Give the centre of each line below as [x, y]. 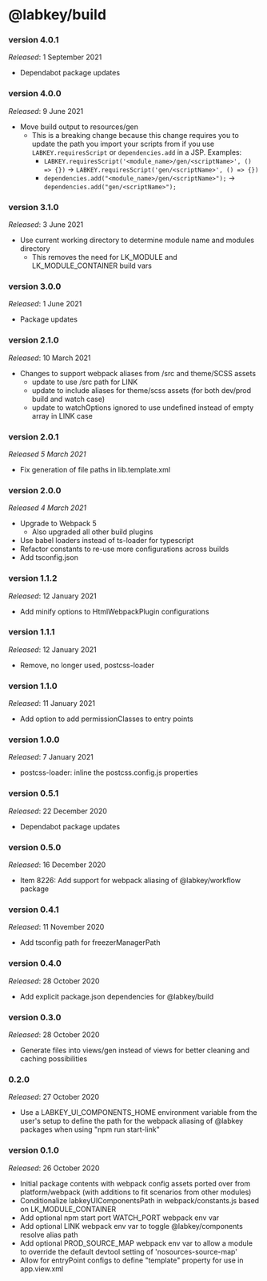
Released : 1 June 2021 [45, 304]
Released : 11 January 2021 [52, 703]
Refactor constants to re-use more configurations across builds [124, 549]
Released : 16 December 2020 [57, 865]
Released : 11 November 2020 [56, 927]
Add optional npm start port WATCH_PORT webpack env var [120, 1218]
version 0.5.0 [35, 847]
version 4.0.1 [34, 40]
